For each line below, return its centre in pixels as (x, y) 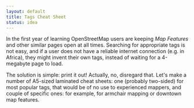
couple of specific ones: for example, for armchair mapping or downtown (94, 93)
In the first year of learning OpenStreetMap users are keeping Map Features (97, 39)
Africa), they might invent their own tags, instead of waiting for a (83, 58)
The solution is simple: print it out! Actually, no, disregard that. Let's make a (96, 75)
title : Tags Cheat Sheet (36, 17)
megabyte (18, 64)
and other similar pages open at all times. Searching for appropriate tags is (96, 45)
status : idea (22, 22)
